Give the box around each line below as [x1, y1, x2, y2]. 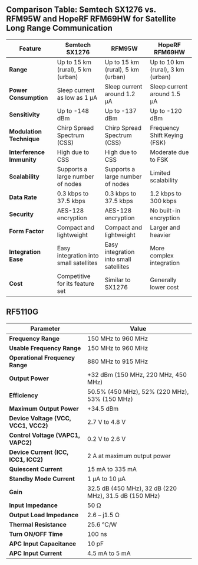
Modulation [9, 127, 42, 135]
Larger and [150, 223, 180, 231]
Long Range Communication [6, 23, 113, 33]
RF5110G [6, 307, 39, 317]
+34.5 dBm [87, 404, 119, 413]
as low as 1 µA [57, 93, 98, 102]
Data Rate [9, 193, 37, 201]
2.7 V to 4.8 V [87, 417, 126, 426]
